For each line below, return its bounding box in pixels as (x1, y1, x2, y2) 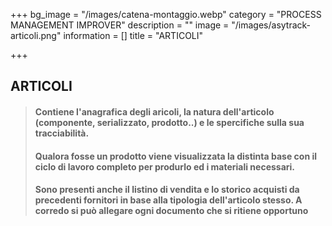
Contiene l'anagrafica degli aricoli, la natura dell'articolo (34, 105, 275, 118)
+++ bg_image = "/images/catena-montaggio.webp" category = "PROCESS (10, 9, 322, 20)
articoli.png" (10, 30, 62, 41)
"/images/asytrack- (231, 19, 312, 31)
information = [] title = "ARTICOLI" (63, 30, 204, 41)
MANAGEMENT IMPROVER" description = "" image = (10, 19, 230, 31)
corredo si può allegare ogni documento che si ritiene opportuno (34, 205, 309, 217)
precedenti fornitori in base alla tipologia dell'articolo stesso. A (34, 194, 303, 206)
